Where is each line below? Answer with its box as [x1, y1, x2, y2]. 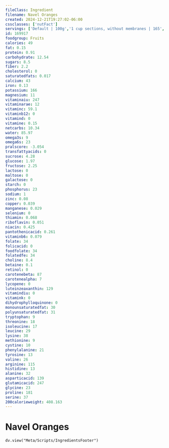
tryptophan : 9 [5, 314, 36, 319]
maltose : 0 [5, 173, 28, 178]
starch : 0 [5, 182, 26, 187]
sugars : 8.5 [5, 59, 30, 65]
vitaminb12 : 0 [5, 111, 36, 117]
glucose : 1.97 [5, 158, 36, 164]
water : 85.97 [5, 130, 33, 135]
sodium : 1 [5, 191, 26, 197]
